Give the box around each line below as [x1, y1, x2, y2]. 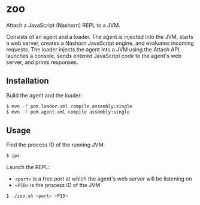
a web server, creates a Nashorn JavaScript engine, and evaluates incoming [6, 39, 195, 47]
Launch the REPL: [6, 164, 50, 171]
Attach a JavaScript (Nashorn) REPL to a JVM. [6, 22, 121, 29]
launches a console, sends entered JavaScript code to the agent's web [6, 52, 181, 59]
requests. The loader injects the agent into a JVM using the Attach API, [6, 45, 181, 53]
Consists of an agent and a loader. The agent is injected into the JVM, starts [6, 33, 193, 40]
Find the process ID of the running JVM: [6, 141, 105, 148]
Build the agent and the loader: [6, 91, 83, 99]
